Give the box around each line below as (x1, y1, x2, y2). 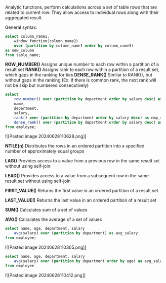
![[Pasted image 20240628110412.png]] (5, 272, 86, 278)
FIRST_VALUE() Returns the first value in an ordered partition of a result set (5, 188, 159, 194)
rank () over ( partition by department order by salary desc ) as (14, 115, 149, 120)
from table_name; (5, 52, 41, 58)
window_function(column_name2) (14, 38, 79, 44)
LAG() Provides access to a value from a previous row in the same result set (5, 158, 160, 164)
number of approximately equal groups (5, 148, 84, 154)
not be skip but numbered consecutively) (5, 82, 89, 88)
